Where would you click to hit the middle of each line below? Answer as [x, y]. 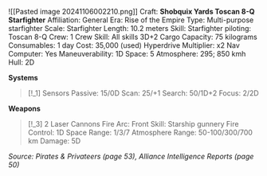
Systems [23, 78]
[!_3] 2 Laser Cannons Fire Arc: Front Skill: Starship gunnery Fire [133, 124]
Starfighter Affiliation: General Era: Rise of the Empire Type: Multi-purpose [131, 20]
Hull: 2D [22, 62]
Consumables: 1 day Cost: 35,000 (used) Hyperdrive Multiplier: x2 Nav [124, 45]
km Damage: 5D [54, 141]
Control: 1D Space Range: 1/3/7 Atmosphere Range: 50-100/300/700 [140, 132]
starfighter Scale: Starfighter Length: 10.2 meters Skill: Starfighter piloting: [130, 28]
